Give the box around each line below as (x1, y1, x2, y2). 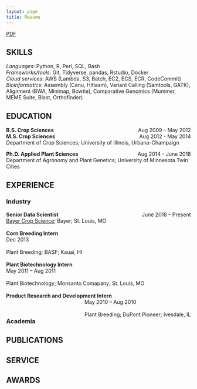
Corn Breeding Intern (6, 230, 59, 237)
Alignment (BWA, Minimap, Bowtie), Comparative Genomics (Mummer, (6, 88, 176, 95)
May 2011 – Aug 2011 (6, 267, 56, 274)
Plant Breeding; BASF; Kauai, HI (6, 248, 83, 256)
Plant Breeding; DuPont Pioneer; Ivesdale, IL (84, 311, 191, 318)
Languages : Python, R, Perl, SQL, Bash (6, 63, 100, 70)
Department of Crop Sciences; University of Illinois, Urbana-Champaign (6, 139, 180, 146)
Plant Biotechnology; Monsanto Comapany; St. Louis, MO (6, 280, 145, 287)
